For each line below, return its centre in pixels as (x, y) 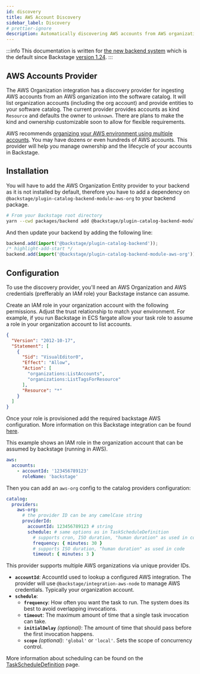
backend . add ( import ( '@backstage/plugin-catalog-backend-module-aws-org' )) (101, 254)
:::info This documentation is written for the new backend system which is (97, 51)
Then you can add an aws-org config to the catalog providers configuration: (99, 488)
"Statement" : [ (30, 346)
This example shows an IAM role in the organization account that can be (95, 443)
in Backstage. (23, 152)
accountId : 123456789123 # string (70, 527)
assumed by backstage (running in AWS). (57, 449)
